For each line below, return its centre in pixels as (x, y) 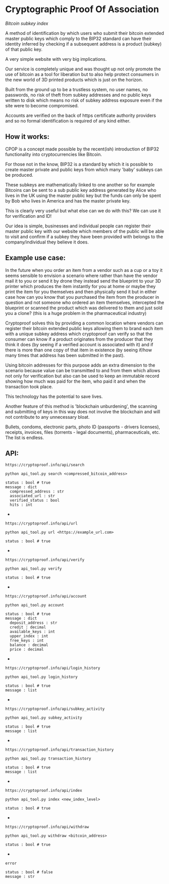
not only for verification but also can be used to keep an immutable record (82, 376)
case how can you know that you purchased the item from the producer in (82, 297)
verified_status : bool (35, 500)
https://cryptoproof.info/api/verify (45, 560)
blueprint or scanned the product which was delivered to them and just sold (84, 308)
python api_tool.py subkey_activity (44, 718)
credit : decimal (28, 627)
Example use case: (36, 258)
